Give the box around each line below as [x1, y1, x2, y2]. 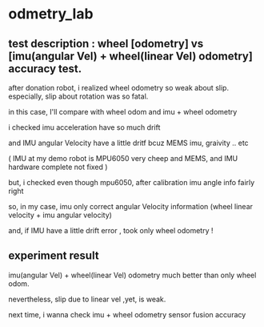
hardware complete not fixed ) [8, 162, 108, 172]
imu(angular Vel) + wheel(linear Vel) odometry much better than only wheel [8, 270, 257, 280]
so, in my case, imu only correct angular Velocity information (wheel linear [8, 202, 254, 211]
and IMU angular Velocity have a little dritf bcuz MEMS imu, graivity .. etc [8, 138, 250, 147]
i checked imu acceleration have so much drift [8, 123, 161, 132]
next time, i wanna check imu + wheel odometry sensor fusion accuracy [8, 309, 246, 319]
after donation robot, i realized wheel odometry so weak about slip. [8, 83, 230, 92]
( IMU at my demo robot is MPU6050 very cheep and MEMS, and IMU [8, 154, 238, 163]
